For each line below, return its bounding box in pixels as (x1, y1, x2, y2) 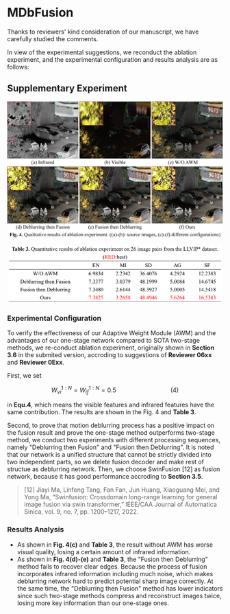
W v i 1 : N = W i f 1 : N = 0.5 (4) (51, 385, 179, 396)
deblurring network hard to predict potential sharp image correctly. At (16, 577, 214, 585)
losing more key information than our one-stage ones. (16, 599, 169, 607)
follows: (7, 62, 29, 71)
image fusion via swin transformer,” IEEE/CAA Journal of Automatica (23, 500, 217, 509)
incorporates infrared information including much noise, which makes (16, 569, 214, 578)
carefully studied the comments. (7, 34, 99, 43)
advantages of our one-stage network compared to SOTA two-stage (7, 336, 201, 344)
